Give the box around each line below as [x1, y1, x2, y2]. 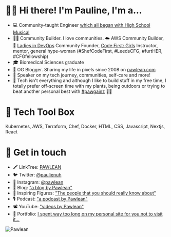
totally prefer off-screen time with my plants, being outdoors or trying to [12, 83, 165, 89]
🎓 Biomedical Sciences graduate [12, 59, 84, 65]
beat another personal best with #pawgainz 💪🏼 [12, 88, 112, 94]
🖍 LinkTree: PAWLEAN [12, 164, 62, 170]
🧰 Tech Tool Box [5, 106, 75, 118]
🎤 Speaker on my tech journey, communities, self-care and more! [12, 72, 150, 78]
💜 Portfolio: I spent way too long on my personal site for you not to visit [12, 210, 163, 217]
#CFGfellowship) [12, 53, 49, 60]
